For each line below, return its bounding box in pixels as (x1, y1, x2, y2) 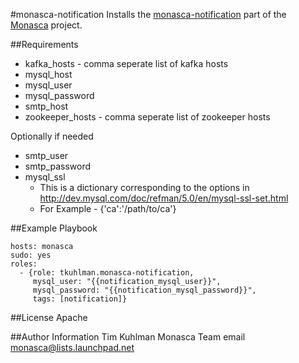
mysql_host (24, 69, 73, 80)
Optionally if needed (10, 130, 94, 142)
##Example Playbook (10, 222, 98, 234)
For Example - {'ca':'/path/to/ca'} (39, 203, 177, 214)
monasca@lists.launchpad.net (10, 342, 135, 353)
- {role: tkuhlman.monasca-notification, (19, 268, 195, 278)
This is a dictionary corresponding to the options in (39, 182, 250, 193)
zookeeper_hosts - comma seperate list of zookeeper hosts (24, 111, 271, 123)
